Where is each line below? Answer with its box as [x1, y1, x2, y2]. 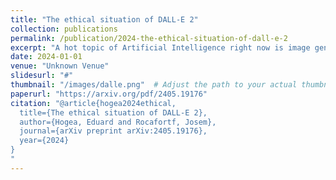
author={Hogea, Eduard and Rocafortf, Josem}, [19, 117, 217, 127]
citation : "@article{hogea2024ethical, [10, 98, 177, 108]
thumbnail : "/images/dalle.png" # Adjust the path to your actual [10, 80, 298, 90]
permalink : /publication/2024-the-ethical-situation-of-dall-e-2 [10, 33, 288, 43]
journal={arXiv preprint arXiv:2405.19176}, [19, 126, 208, 136]
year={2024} [19, 136, 70, 146]
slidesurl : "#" [10, 71, 74, 81]
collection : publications [10, 24, 118, 34]
